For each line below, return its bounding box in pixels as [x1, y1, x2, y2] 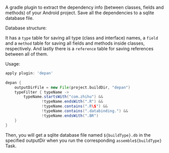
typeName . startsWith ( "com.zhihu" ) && [23, 94, 103, 100]
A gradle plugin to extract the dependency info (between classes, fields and [5, 5, 164, 10]
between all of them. [5, 51, 48, 57]
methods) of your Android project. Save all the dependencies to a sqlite [5, 10, 155, 16]
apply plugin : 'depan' [5, 71, 53, 76]
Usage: [5, 61, 20, 67]
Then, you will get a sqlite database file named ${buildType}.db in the [5, 132, 151, 138]
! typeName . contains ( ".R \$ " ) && [41, 104, 108, 109]
